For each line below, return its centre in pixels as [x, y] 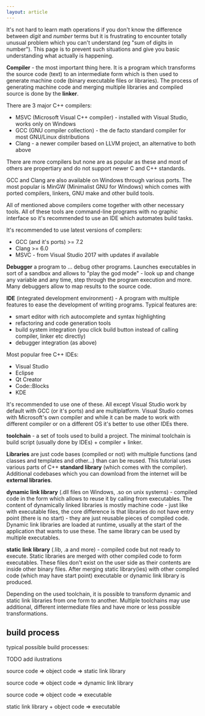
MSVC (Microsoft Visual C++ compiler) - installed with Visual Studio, [102, 117]
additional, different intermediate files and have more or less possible [93, 607]
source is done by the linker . [43, 93]
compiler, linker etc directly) [50, 336]
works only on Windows [46, 124]
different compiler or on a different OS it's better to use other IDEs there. [97, 424]
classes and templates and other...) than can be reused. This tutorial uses [99, 460]
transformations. [27, 613]
